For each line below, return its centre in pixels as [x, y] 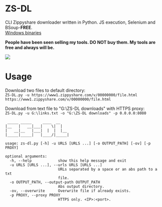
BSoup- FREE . [19, 27]
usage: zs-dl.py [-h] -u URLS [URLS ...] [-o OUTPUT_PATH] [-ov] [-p [78, 143]
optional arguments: [26, 156]
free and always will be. [30, 47]
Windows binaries [23, 33]
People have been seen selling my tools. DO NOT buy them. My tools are [81, 42]
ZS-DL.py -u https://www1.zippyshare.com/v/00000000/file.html [71, 95]
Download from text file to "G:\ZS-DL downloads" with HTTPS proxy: [75, 108]
